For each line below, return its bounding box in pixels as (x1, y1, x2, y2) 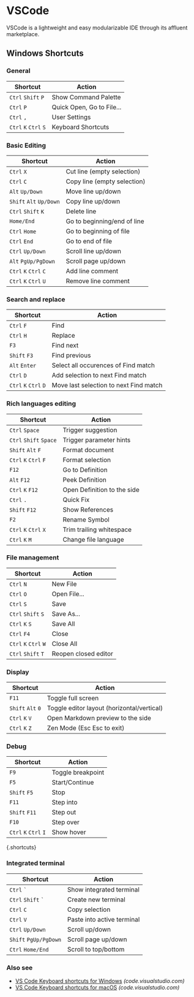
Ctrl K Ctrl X (9, 526, 46, 533)
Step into (51, 798, 78, 806)
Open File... (51, 589, 84, 598)
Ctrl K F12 (9, 487, 39, 493)
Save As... (51, 609, 81, 618)
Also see (6, 963, 33, 972)
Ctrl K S (9, 620, 32, 627)
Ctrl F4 (9, 631, 31, 637)
